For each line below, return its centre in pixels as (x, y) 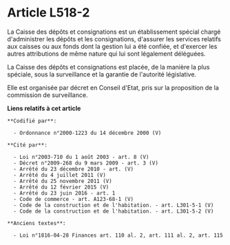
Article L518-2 (49, 13)
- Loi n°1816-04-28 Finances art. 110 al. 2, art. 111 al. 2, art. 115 (118, 235)
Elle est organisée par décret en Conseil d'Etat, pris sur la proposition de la (113, 87)
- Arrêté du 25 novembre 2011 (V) (63, 181)
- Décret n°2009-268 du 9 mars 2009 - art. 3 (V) (86, 163)
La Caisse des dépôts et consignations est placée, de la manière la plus (108, 67)
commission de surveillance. (48, 95)
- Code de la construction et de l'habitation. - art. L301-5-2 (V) (114, 211)
